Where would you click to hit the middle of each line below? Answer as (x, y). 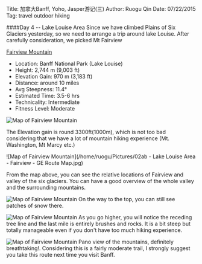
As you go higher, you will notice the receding (135, 217)
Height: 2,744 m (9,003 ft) (47, 70)
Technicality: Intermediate (47, 102)
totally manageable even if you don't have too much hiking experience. (94, 230)
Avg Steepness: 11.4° (41, 89)
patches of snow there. (35, 205)
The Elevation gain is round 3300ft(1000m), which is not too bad (86, 132)
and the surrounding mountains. (46, 187)
